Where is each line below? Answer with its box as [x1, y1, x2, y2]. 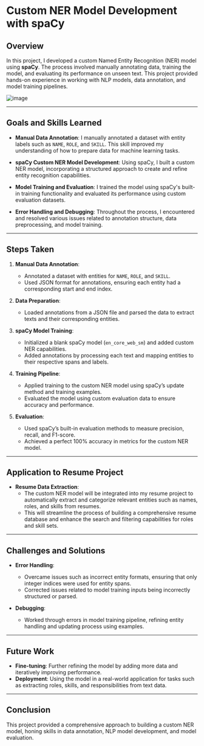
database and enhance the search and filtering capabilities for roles [24, 516, 194, 523]
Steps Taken [6, 244, 55, 255]
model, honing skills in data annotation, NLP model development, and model [6, 727, 197, 734]
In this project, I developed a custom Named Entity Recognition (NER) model [6, 57, 197, 64]
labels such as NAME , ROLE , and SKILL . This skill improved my [15, 140, 164, 148]
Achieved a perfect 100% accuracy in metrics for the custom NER [24, 437, 189, 444]
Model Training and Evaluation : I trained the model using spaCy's [15, 183, 181, 190]
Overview [6, 41, 44, 51]
